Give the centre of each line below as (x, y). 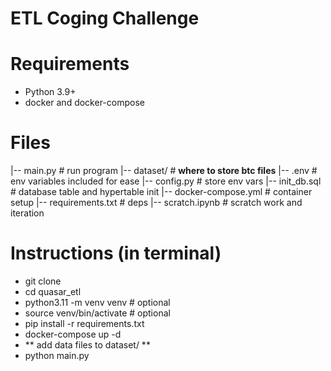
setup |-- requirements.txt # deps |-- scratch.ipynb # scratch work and (156, 203)
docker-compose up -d (73, 334)
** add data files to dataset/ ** (87, 345)
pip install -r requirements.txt (84, 323)
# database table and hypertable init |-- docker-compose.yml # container (161, 192)
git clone (43, 281)
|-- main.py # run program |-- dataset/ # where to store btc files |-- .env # (164, 171)
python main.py (57, 355)
